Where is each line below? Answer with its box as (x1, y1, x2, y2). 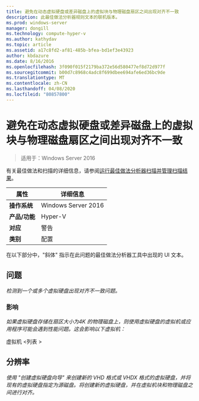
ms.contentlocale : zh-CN (6, 81, 68, 87)
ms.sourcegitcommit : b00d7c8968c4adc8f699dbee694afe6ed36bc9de (6, 69, 166, 75)
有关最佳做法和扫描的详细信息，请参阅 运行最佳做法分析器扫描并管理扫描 (6, 167, 182, 174)
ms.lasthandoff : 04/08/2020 (6, 86, 76, 92)
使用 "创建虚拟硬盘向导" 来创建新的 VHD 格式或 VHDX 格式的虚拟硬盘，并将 (6, 374, 191, 381)
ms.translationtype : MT (6, 75, 65, 81)
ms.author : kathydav (6, 36, 57, 42)
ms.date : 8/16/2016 (6, 58, 54, 64)
